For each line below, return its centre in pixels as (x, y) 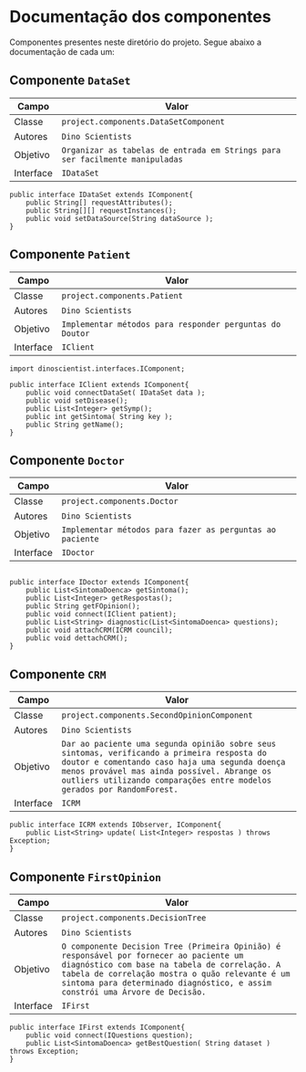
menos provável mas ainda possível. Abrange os (166, 772)
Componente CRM (58, 674)
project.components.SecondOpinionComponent (157, 715)
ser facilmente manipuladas (122, 159)
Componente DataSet (70, 81)
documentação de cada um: (62, 51)
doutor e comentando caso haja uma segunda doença (173, 762)
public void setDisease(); (77, 400)
